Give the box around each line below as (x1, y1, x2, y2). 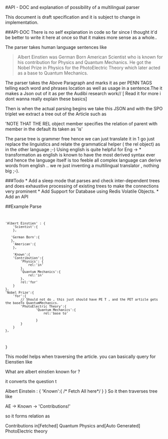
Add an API (5, 194, 29, 199)
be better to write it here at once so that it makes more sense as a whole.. (5, 35, 157, 40)
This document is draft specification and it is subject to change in (5, 14, 140, 20)
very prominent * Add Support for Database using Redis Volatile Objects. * (5, 188, 159, 194)
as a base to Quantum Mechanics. (17, 70, 88, 76)
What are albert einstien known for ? (5, 369, 80, 375)
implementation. (5, 20, 39, 25)
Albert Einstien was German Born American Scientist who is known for (17, 54, 163, 60)
